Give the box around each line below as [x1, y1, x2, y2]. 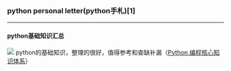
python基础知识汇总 [7, 31, 65, 40]
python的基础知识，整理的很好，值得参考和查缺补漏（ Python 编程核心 [15, 48, 214, 56]
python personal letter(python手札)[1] [7, 5, 135, 15]
